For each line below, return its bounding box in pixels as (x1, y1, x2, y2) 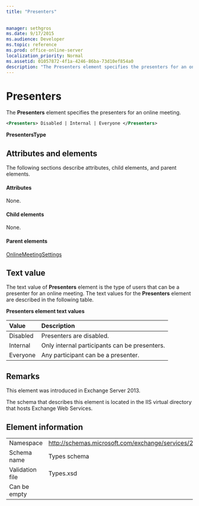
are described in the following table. (6, 296, 94, 303)
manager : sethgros (6, 25, 52, 31)
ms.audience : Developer (6, 36, 65, 42)
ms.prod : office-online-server (6, 47, 84, 53)
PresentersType (6, 131, 46, 138)
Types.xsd (48, 469, 78, 478)
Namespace (9, 439, 43, 447)
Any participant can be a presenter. (41, 351, 140, 359)
